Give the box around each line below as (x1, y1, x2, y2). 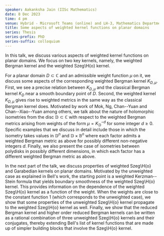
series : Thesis (5, 30, 36, 35)
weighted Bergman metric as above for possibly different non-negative (5, 138, 148, 144)
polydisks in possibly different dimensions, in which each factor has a (5, 149, 145, 154)
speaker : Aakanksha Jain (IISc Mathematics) (5, 7, 97, 12)
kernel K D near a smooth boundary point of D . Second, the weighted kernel (5, 91, 156, 98)
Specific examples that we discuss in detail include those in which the (5, 127, 145, 132)
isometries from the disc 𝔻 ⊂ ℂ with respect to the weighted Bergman (5, 114, 146, 120)
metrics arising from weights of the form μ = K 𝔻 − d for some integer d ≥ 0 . (5, 119, 154, 128)
